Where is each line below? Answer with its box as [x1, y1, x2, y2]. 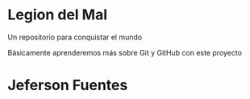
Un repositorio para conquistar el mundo [7, 32, 143, 42]
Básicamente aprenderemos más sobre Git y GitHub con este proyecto [7, 47, 243, 57]
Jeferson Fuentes [7, 76, 128, 94]
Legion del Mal [7, 6, 108, 24]
